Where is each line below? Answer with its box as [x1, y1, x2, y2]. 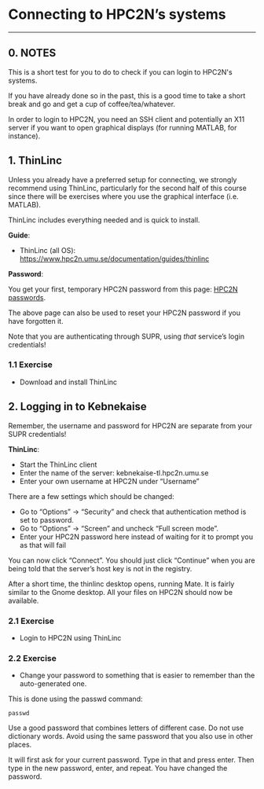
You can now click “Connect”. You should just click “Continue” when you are [8, 556, 255, 565]
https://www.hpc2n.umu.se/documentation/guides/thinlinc [19, 254, 210, 263]
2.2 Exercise [8, 652, 57, 663]
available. [8, 596, 39, 605]
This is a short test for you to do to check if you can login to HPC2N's [8, 67, 233, 76]
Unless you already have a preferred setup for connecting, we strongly [8, 174, 237, 184]
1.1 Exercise [8, 359, 53, 370]
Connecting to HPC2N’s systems [8, 6, 226, 24]
